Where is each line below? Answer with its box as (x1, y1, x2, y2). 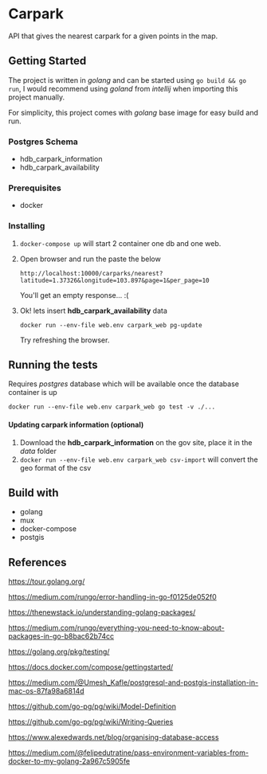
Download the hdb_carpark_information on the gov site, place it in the (19, 437, 253, 447)
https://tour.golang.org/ (8, 577, 85, 586)
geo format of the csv (19, 463, 92, 472)
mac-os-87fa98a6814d (8, 686, 85, 696)
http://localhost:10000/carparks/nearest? (19, 269, 163, 277)
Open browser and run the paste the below (19, 254, 161, 264)
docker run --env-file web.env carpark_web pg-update (19, 321, 202, 329)
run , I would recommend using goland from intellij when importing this (8, 84, 238, 93)
